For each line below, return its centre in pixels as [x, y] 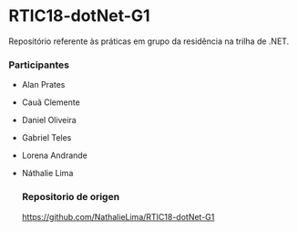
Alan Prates [43, 85]
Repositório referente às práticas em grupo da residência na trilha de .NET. [149, 41]
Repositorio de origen [71, 197]
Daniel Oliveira [49, 121]
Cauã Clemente [51, 102]
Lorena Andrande [55, 155]
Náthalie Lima [47, 173]
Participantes [39, 65]
